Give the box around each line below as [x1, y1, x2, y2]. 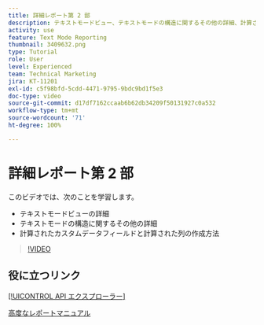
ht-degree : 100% [8, 121, 61, 129]
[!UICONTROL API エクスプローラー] [8, 291, 126, 301]
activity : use [8, 26, 55, 34]
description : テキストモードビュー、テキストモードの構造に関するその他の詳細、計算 [8, 19, 253, 27]
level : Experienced [8, 63, 72, 71]
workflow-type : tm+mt [8, 107, 79, 115]
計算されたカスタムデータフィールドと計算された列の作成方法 [19, 228, 220, 238]
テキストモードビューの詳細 [19, 209, 110, 218]
